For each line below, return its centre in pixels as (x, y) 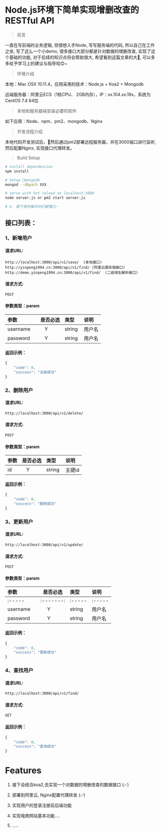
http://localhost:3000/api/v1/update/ (44, 545)
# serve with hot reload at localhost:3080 (50, 193)
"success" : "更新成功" (35, 652)
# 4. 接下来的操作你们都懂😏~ (32, 207)
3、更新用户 (19, 522)
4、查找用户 (19, 670)
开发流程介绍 (30, 132)
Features (23, 771)
